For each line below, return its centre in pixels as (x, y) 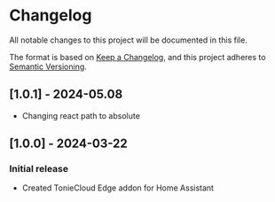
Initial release (39, 169)
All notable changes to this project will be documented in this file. (129, 40)
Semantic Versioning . (48, 66)
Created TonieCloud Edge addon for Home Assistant (118, 188)
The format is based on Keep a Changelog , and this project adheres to (137, 57)
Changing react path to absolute (81, 115)
